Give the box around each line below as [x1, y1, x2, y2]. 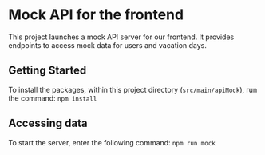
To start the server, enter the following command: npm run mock [8, 137, 216, 147]
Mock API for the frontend [8, 6, 184, 24]
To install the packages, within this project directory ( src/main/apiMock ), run [8, 85, 258, 94]
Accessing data [8, 117, 88, 130]
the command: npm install [8, 93, 97, 103]
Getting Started [8, 64, 87, 77]
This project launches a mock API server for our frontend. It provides [8, 32, 235, 42]
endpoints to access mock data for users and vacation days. [8, 40, 208, 50]
